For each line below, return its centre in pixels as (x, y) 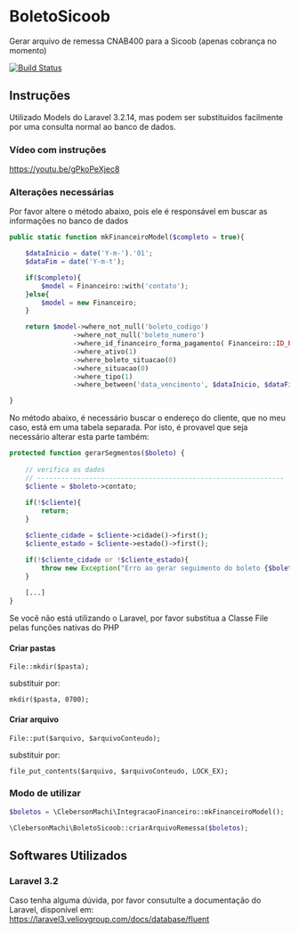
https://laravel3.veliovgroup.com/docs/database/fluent (109, 920)
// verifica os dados (65, 469)
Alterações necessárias (61, 191)
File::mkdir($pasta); (49, 667)
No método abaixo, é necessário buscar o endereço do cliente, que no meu (148, 418)
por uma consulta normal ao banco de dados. (93, 126)
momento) (28, 50)
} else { (37, 294)
